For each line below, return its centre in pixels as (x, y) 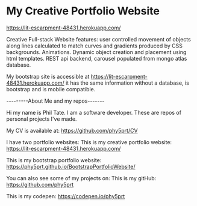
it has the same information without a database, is (127, 83)
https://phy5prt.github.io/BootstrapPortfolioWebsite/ (71, 166)
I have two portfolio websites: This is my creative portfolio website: (89, 142)
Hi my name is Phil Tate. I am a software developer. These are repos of (94, 112)
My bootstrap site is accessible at (48, 76)
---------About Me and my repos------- (55, 101)
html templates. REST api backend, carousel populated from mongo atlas (97, 58)
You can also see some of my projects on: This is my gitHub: (81, 178)
